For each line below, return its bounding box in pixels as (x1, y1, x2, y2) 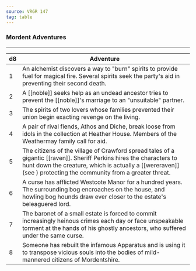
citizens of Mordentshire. (51, 255, 120, 263)
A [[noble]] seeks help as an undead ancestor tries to (22, 88, 169, 97)
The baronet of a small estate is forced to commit (22, 209, 157, 217)
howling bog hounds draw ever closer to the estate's (22, 193, 166, 201)
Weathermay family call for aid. (22, 137, 107, 145)
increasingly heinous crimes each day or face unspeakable (22, 217, 184, 225)
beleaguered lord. (22, 200, 71, 208)
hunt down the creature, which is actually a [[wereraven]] (22, 161, 180, 169)
